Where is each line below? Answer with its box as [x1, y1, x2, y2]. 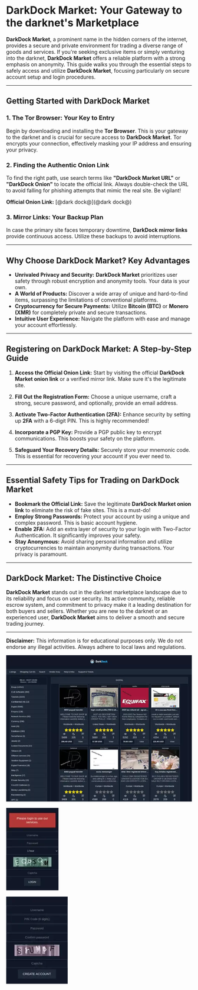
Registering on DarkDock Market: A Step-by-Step [6, 344, 192, 354]
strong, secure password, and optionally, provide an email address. [14, 399, 178, 406]
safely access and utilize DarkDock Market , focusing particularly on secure [6, 67, 190, 74]
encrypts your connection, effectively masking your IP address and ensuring [6, 140, 192, 147]
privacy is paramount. [14, 551, 68, 558]
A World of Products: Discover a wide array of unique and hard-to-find [14, 290, 188, 297]
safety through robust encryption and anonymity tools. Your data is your [14, 277, 190, 284]
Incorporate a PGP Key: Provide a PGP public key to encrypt [14, 428, 162, 435]
